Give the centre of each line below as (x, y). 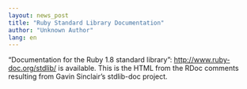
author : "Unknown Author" (51, 30)
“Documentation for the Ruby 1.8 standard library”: (90, 60)
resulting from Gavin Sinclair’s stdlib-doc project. (88, 76)
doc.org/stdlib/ (32, 69)
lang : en (23, 37)
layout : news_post (38, 15)
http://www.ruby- (202, 60)
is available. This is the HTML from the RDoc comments (148, 69)
